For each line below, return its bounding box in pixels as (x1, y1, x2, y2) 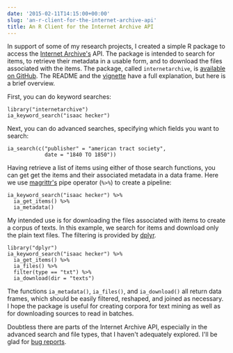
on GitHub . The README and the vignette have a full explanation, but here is (7, 72, 226, 80)
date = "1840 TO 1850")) (44, 151, 117, 159)
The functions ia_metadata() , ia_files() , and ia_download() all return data (7, 287, 222, 296)
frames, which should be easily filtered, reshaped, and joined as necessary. (7, 295, 224, 303)
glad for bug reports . (7, 338, 67, 346)
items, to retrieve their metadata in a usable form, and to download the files (7, 57, 223, 65)
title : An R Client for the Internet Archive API (7, 23, 154, 30)
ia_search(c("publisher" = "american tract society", (7, 146, 167, 152)
